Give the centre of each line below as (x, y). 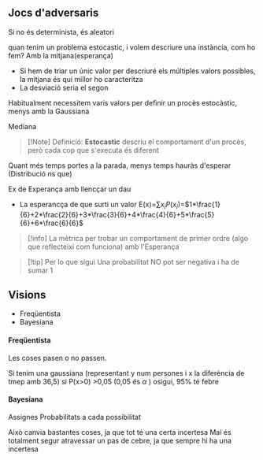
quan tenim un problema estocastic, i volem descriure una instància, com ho (132, 47)
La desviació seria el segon (64, 87)
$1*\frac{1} (202, 204)
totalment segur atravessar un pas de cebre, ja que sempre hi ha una (120, 440)
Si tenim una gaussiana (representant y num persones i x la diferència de (126, 373)
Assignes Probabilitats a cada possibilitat (75, 417)
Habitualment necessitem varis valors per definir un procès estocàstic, (123, 102)
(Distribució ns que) (40, 173)
